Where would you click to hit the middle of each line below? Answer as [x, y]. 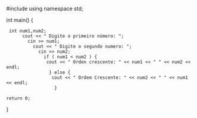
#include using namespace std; [45, 9]
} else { [59, 72]
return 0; [19, 98]
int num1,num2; [27, 31]
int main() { [20, 20]
